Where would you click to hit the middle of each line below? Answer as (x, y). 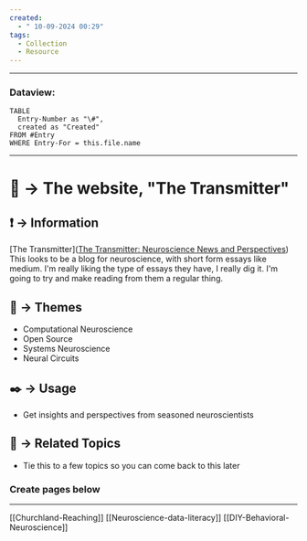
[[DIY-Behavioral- (256, 518)
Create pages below (55, 489)
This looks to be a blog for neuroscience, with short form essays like (138, 259)
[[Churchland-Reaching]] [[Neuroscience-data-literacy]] (116, 518)
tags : (20, 35)
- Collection (42, 43)
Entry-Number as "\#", (61, 120)
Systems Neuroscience (67, 349)
